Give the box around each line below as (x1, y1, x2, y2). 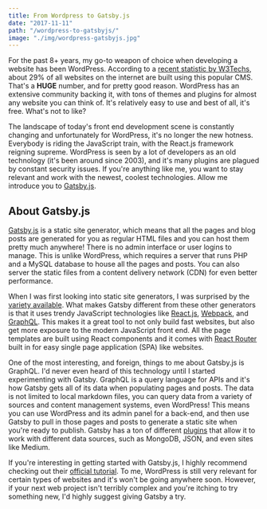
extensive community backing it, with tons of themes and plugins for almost (8, 89, 257, 100)
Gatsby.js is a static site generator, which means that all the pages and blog (8, 225, 256, 235)
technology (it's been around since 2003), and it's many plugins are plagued (8, 156, 260, 166)
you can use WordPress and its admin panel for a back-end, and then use (8, 409, 249, 418)
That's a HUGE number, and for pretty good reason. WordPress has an (8, 81, 240, 91)
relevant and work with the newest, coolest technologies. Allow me (8, 173, 228, 182)
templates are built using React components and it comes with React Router (8, 334, 257, 343)
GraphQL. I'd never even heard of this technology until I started (8, 366, 216, 376)
